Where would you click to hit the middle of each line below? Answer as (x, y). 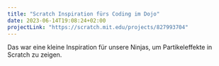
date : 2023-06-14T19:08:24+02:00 (57, 21)
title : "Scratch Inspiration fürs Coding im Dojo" (84, 14)
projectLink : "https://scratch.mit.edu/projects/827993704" (98, 27)
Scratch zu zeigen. (35, 55)
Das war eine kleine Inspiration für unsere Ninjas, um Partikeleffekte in (110, 48)
